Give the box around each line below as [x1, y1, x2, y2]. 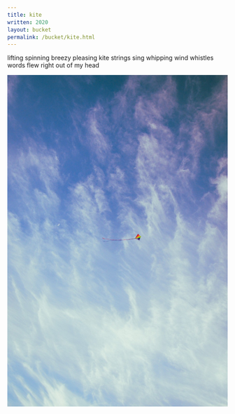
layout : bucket [7, 26, 52, 33]
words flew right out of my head [7, 61, 100, 69]
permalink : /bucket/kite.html [7, 34, 96, 41]
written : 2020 [7, 18, 49, 26]
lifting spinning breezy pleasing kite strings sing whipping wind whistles [7, 53, 214, 62]
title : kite [7, 11, 42, 18]
